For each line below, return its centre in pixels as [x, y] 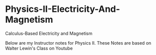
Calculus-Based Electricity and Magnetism [49, 33]
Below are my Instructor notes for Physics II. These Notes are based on [78, 43]
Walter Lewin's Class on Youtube [39, 48]
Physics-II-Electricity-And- [63, 9]
